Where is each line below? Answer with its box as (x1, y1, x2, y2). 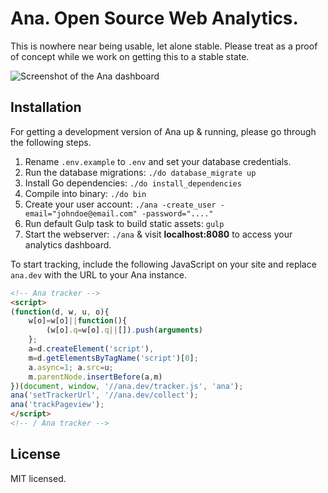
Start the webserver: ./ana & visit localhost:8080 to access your (24, 228, 293, 240)
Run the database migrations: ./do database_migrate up (24, 166, 257, 178)
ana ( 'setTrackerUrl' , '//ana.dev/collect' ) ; (10, 390, 199, 401)
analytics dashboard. (24, 238, 112, 251)
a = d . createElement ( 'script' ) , (28, 344, 155, 354)
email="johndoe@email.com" (24, 208, 138, 219)
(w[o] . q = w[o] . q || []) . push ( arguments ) (46, 325, 203, 336)
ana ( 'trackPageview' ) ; (10, 400, 105, 410)
